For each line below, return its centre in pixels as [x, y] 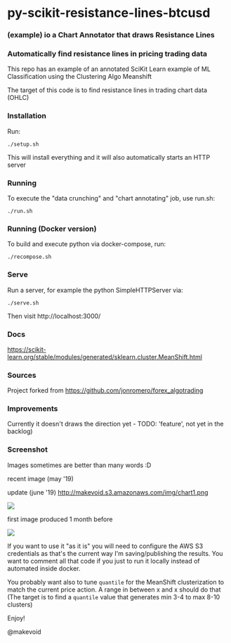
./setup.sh [23, 144]
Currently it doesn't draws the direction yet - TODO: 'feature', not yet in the [115, 424]
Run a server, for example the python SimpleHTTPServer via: [95, 290]
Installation [27, 116]
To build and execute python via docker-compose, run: [87, 244]
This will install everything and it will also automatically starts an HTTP [109, 157]
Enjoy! [16, 618]
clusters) [20, 604]
